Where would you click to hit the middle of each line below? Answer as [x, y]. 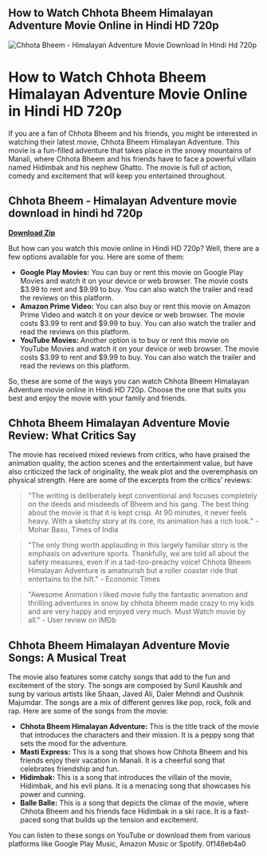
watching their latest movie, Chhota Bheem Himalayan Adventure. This [124, 141]
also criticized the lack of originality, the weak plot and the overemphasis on [133, 472]
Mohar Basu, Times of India [73, 530]
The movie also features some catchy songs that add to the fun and [120, 677]
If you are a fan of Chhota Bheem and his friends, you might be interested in [133, 133]
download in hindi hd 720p [76, 214]
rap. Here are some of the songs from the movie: [88, 711]
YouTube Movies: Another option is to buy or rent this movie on [124, 340]
